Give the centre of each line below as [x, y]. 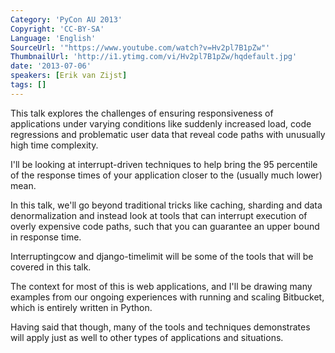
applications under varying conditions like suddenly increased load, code [161, 123]
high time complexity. [54, 145]
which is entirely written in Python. [81, 307]
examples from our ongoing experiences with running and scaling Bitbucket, [167, 297]
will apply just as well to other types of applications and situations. [147, 337]
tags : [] [28, 85]
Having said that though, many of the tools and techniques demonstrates [160, 327]
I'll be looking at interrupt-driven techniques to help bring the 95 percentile [164, 164]
